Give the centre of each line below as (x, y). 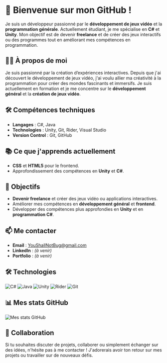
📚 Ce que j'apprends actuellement (60, 151)
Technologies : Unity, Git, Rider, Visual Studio (59, 130)
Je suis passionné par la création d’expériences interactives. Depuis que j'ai (83, 73)
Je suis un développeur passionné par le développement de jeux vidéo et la (84, 24)
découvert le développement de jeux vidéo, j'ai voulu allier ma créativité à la (83, 78)
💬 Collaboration (30, 333)
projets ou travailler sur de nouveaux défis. (49, 356)
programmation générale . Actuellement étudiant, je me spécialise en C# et (82, 29)
